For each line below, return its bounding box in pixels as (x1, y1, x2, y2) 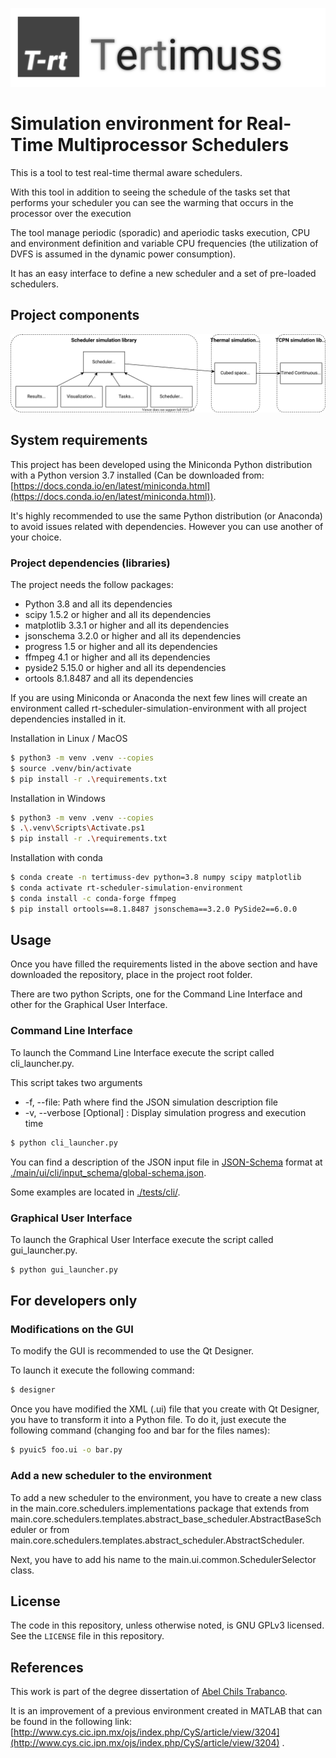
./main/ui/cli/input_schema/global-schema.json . (10, 1166, 207, 1178)
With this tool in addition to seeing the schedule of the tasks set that (10, 186, 291, 198)
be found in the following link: (10, 1716, 132, 1728)
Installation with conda (10, 852, 103, 864)
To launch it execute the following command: (10, 1364, 195, 1377)
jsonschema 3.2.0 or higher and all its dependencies (24, 629, 242, 642)
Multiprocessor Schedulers (57, 134, 290, 157)
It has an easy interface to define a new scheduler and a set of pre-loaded (10, 267, 317, 279)
